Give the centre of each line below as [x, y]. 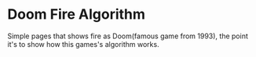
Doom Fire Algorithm [77, 14]
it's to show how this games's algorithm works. [83, 44]
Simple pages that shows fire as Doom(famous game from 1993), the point [128, 36]
